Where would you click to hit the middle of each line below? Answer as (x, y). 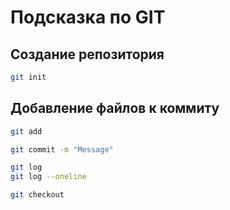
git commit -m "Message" (62, 149)
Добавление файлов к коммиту (115, 108)
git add (26, 131)
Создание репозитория (87, 54)
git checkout (37, 195)
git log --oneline (48, 177)
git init (28, 77)
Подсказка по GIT (88, 17)
